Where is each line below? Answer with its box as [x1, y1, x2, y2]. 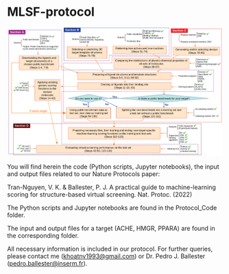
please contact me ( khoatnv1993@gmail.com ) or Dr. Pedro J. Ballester [7, 252, 206, 260]
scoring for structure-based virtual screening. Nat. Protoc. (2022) [7, 190, 193, 199]
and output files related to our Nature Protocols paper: [7, 170, 160, 178]
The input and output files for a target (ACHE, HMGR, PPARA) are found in [7, 224, 216, 233]
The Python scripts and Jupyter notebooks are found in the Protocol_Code [7, 203, 217, 212]
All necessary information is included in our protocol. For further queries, [7, 245, 213, 253]
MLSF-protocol [7, 4, 95, 20]
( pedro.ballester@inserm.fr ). [7, 260, 88, 268]
